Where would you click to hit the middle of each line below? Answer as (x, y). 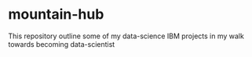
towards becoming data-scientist (62, 44)
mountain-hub (56, 14)
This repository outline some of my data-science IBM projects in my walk (126, 36)
